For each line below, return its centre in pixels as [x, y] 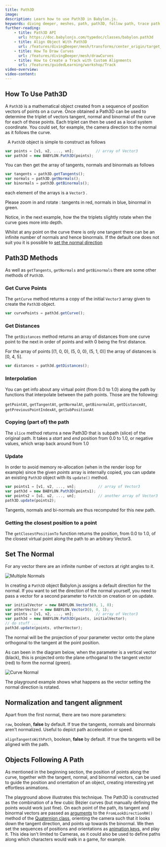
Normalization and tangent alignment [64, 703]
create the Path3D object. [30, 304]
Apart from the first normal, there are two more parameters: [66, 714]
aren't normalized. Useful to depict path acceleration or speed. [69, 729]
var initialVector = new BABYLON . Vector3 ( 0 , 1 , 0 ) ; [59, 605]
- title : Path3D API [35, 33]
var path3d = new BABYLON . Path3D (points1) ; [51, 491]
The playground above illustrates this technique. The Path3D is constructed [82, 797]
